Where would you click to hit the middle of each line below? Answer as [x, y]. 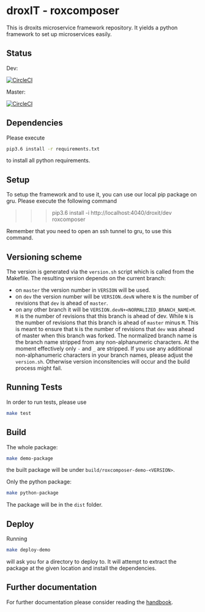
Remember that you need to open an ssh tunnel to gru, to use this [89, 231]
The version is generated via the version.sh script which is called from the [100, 272]
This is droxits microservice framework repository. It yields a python [92, 28]
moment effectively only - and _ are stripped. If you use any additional [104, 349]
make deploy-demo [28, 550]
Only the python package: [39, 482]
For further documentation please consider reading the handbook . [90, 602]
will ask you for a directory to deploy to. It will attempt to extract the [91, 562]
